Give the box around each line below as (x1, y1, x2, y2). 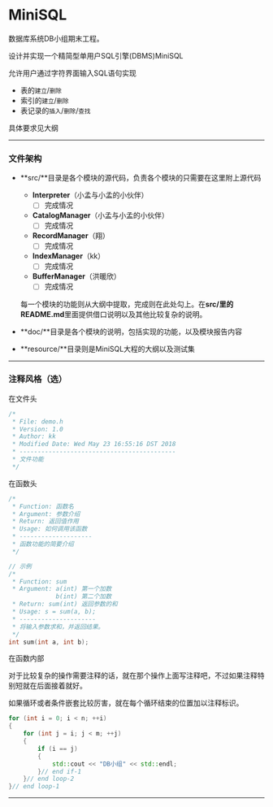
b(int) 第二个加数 (55, 592, 112, 601)
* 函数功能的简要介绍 (11, 540, 75, 549)
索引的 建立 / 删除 (19, 95, 69, 105)
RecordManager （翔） (32, 231, 110, 241)
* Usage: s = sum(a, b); (11, 608, 96, 616)
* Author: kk (11, 432, 57, 440)
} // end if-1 (37, 767, 82, 775)
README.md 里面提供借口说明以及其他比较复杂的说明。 (19, 309, 207, 319)
